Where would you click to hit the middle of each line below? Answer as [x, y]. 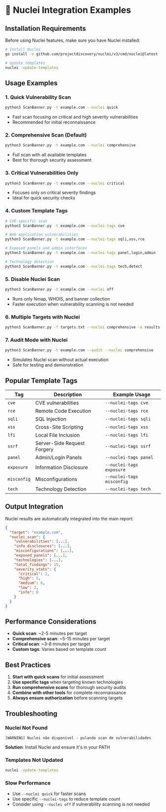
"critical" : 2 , [34, 574]
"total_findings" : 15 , [37, 564]
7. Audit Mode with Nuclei [36, 340]
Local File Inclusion [58, 435]
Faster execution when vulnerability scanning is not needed [73, 304]
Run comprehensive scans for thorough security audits [69, 687]
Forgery [44, 449]
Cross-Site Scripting [59, 427]
